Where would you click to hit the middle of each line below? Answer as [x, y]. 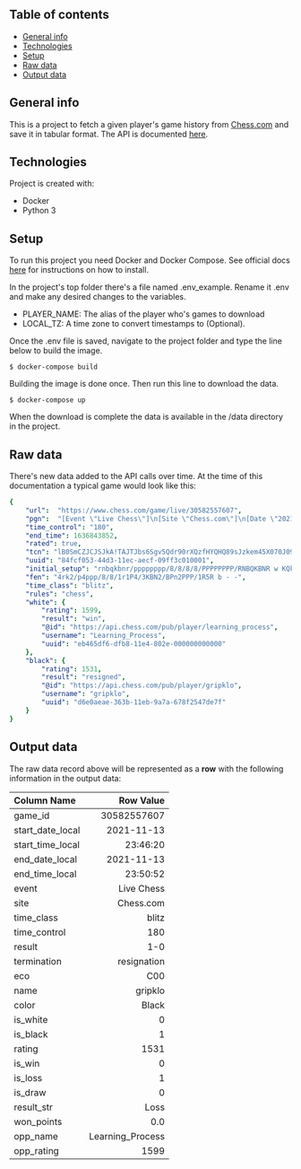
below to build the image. [56, 351]
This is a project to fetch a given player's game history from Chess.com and [149, 124]
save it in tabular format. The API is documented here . [109, 134]
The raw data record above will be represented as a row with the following [146, 768]
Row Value [142, 800]
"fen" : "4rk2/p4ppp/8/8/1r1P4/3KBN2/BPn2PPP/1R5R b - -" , [136, 577]
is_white [31, 1019]
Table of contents [59, 15]
